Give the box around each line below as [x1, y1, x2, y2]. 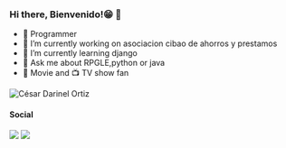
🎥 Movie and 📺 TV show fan [22, 68, 129, 79]
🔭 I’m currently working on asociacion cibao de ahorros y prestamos [22, 38, 278, 49]
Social [9, 108, 33, 120]
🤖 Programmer [22, 29, 77, 40]
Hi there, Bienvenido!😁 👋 [9, 8, 122, 21]
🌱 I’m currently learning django [22, 48, 138, 59]
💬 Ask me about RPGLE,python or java [22, 58, 166, 69]
